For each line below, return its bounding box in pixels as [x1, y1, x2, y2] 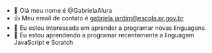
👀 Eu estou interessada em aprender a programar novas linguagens [13, 24, 205, 32]
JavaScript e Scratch [13, 38, 74, 46]
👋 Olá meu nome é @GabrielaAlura [13, 7, 112, 14]
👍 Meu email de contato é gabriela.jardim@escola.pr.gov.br [13, 14, 184, 22]
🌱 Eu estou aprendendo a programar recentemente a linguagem [13, 31, 195, 39]
